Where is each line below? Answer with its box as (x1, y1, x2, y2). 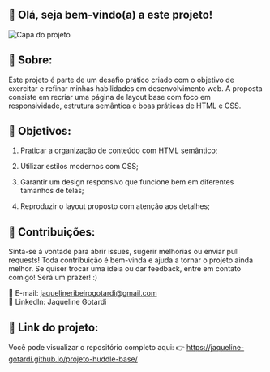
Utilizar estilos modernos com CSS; (19, 162, 139, 171)
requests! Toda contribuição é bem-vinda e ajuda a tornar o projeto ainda (8, 255, 254, 265)
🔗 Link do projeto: (8, 320, 99, 334)
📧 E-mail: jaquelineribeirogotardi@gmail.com (8, 288, 157, 298)
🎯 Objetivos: (8, 124, 71, 138)
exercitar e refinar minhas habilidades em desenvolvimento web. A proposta (8, 83, 263, 93)
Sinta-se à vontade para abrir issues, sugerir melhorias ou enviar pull (8, 247, 239, 257)
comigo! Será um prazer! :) (8, 273, 98, 283)
